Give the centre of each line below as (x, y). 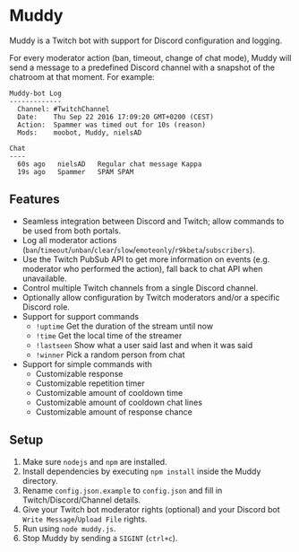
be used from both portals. (72, 231)
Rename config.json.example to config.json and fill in (122, 490)
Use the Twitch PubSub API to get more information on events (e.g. (146, 259)
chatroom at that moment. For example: (82, 76)
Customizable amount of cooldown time (109, 392)
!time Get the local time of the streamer (109, 335)
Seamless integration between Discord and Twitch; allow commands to (153, 221)
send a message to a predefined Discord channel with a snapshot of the (142, 67)
